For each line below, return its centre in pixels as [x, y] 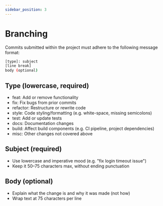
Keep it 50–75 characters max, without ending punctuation [71, 166]
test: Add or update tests [37, 118]
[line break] [18, 66]
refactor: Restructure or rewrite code [49, 108]
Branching [26, 33]
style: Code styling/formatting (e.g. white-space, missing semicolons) [82, 113]
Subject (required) [34, 149]
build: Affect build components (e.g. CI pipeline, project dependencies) [83, 128]
